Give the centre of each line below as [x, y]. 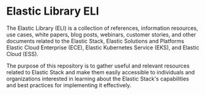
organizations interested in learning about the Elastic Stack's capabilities [98, 79]
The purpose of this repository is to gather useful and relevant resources [98, 66]
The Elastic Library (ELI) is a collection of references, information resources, [102, 28]
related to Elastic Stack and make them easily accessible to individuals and [101, 72]
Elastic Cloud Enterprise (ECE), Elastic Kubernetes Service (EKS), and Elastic [103, 47]
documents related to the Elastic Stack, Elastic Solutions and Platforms [95, 41]
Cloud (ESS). [22, 54]
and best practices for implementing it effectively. [69, 85]
